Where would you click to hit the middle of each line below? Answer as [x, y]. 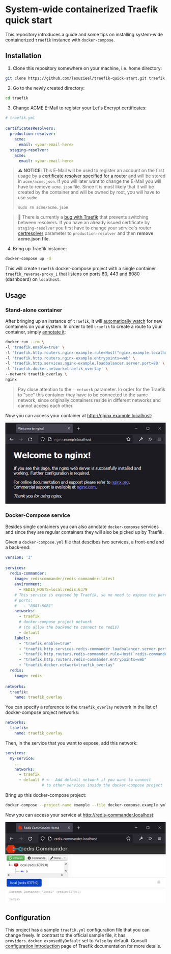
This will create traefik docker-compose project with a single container [81, 269]
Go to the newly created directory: [49, 88]
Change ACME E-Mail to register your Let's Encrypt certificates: [79, 108]
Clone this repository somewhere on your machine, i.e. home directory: [87, 68]
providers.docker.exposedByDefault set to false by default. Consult [76, 941]
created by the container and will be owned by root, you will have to [89, 192]
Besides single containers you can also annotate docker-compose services [82, 527]
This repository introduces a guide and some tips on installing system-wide [84, 34]
